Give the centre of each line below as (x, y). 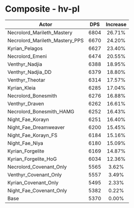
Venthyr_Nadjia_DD (30, 72)
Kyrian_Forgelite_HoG (32, 159)
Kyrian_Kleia (22, 87)
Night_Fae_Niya (25, 143)
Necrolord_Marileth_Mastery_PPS (46, 40)
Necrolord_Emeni (27, 56)
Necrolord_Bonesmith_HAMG (41, 111)
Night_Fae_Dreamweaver (36, 127)
